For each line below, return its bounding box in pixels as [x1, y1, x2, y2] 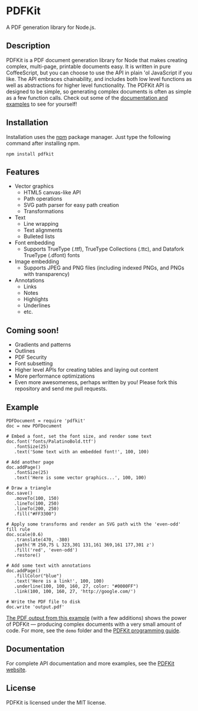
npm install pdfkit [6, 151, 54, 157]
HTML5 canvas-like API [23, 189, 82, 196]
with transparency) [23, 271, 70, 278]
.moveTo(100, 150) [14, 495, 60, 501]
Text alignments [23, 226, 63, 234]
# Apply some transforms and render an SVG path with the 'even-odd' [6, 521, 181, 527]
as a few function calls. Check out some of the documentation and [6, 94, 168, 101]
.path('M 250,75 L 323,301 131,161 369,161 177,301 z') [14, 542, 155, 548]
